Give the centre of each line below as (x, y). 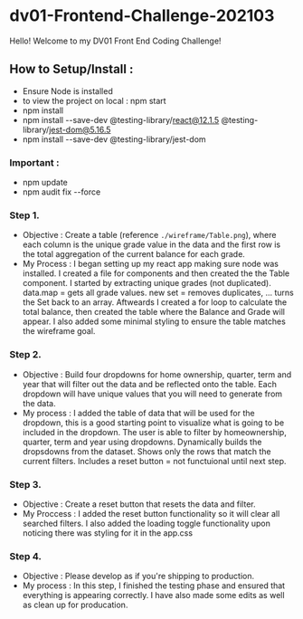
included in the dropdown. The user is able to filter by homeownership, (154, 432)
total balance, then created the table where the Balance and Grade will (153, 312)
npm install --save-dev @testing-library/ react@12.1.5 (121, 119)
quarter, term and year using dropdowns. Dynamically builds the (142, 442)
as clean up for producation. (75, 605)
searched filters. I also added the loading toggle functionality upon (147, 523)
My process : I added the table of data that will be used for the (138, 413)
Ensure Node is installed (67, 90)
